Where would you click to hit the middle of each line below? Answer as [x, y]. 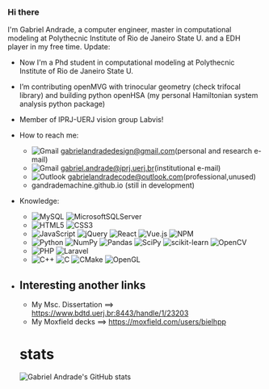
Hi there [23, 12]
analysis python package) [62, 104]
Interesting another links [82, 285]
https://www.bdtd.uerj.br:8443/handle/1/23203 [110, 313]
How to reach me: [49, 135]
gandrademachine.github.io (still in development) [113, 185]
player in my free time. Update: [59, 47]
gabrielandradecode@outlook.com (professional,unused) [162, 177]
